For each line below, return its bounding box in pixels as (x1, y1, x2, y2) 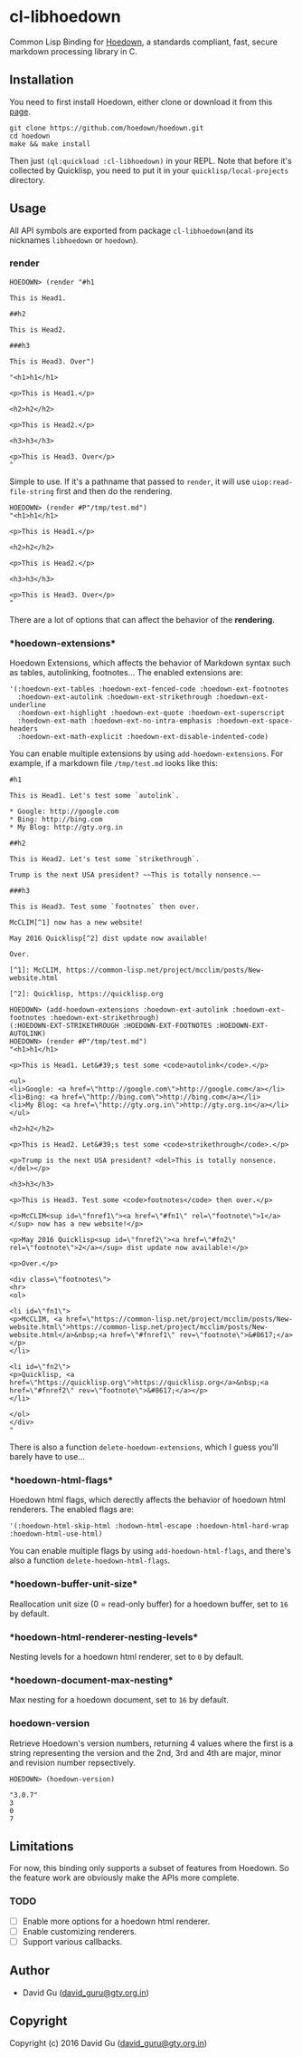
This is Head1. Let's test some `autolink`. (9, 791, 180, 800)
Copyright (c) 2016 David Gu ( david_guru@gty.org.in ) (9, 2037, 208, 2048)
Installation (9, 73, 74, 88)
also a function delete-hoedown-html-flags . (9, 1555, 171, 1566)
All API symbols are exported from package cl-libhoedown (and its (9, 225, 254, 236)
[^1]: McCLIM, (9, 965, 63, 975)
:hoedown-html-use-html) (9, 1529, 103, 1538)
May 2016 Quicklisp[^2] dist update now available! (9, 934, 208, 944)
